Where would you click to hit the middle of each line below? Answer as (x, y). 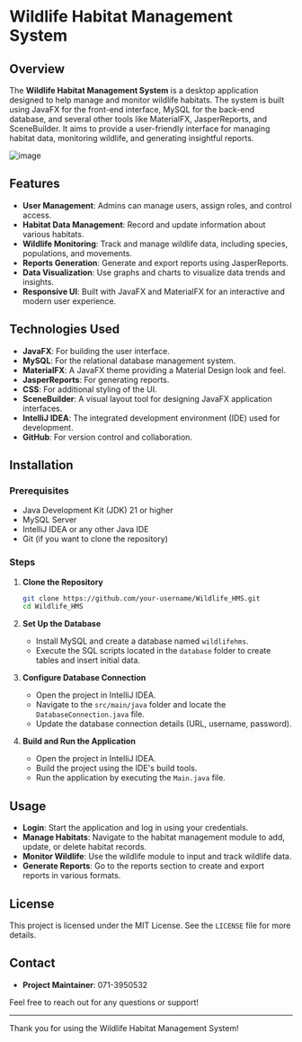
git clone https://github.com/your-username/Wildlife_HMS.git (141, 598)
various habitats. (53, 234)
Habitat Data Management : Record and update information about (144, 224)
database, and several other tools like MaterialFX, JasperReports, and (138, 119)
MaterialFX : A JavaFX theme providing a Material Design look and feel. (154, 370)
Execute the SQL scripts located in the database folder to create (153, 651)
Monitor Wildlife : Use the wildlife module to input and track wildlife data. (157, 857)
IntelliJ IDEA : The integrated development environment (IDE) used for (151, 418)
